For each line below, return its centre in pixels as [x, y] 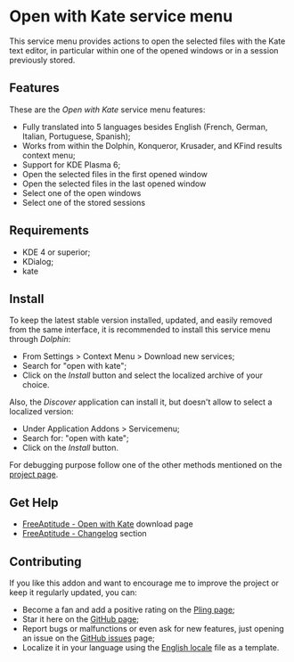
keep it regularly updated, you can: [73, 593]
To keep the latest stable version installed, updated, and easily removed [141, 320]
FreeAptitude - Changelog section [84, 534]
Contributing [45, 562]
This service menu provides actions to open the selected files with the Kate [147, 41]
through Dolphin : [40, 339]
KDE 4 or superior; [56, 252]
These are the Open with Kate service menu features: [107, 110]
